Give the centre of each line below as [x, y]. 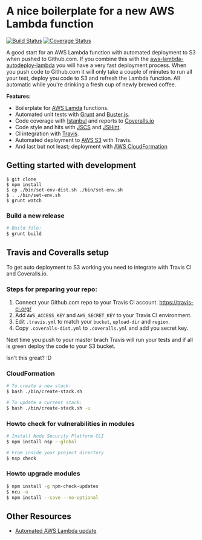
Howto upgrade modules [43, 474]
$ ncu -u [17, 492]
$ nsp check [21, 458]
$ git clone [21, 179]
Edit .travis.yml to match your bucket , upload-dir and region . [93, 321]
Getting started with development [71, 165]
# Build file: [24, 228]
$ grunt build [24, 234]
